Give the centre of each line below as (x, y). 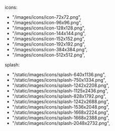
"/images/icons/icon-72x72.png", (47, 17)
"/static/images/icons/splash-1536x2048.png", (61, 107)
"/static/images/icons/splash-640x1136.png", (59, 75)
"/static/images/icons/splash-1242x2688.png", (61, 102)
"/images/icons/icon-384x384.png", (50, 50)
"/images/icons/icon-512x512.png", (48, 55)
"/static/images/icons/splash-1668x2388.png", (61, 118)
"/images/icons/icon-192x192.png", (49, 44)
